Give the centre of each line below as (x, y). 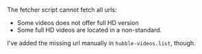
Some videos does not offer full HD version (78, 23)
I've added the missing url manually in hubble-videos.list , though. (102, 43)
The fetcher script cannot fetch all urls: (62, 10)
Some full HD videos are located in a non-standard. (89, 30)
